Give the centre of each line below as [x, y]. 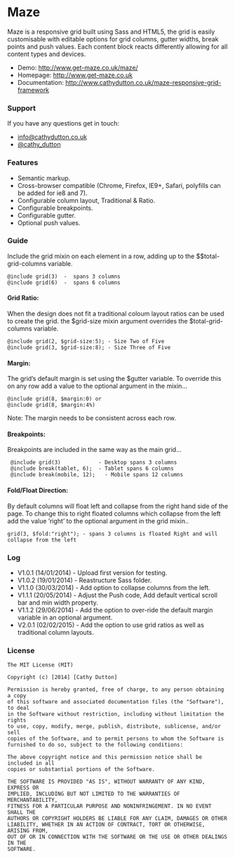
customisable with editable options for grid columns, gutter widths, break [113, 39]
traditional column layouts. [56, 632]
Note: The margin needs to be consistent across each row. [92, 418]
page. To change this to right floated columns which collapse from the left [114, 514]
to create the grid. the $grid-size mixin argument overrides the [98, 321]
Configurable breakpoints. [55, 208]
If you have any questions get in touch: [63, 123]
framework [33, 90]
